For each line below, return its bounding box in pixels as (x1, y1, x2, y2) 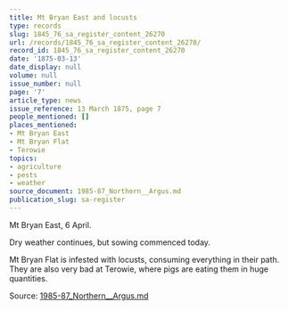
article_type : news (9, 95, 82, 105)
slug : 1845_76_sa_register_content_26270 (9, 29, 166, 38)
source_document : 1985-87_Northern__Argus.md (9, 187, 181, 196)
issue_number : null (9, 79, 82, 88)
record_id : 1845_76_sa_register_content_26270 (9, 46, 185, 55)
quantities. (9, 273, 48, 283)
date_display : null (9, 63, 82, 72)
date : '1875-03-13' (9, 54, 82, 63)
